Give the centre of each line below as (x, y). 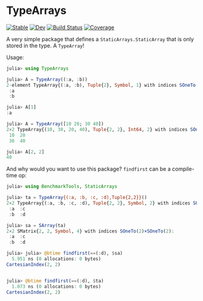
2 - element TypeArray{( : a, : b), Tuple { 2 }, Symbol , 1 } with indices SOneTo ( (102, 85)
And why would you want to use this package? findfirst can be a (89, 169)
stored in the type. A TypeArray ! (45, 46)
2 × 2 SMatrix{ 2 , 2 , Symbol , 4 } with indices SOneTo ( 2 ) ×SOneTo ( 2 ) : (90, 231)
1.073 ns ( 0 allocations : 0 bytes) (56, 286)
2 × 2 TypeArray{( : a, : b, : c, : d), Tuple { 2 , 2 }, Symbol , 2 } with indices (98, 203)
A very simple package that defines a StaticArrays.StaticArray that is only (100, 39)
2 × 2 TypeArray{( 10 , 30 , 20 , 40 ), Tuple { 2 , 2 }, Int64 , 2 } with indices (97, 129)
